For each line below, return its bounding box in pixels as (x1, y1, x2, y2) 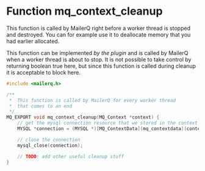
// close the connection (17, 136, 81, 143)
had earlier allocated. (6, 37, 60, 45)
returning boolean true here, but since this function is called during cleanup (6, 62, 196, 70)
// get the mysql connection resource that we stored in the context (17, 120, 198, 126)
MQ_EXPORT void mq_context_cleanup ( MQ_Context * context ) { (6, 114, 160, 120)
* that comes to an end (9, 103, 72, 109)
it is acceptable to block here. (6, 68, 81, 76)
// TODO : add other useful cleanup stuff (17, 153, 124, 159)
